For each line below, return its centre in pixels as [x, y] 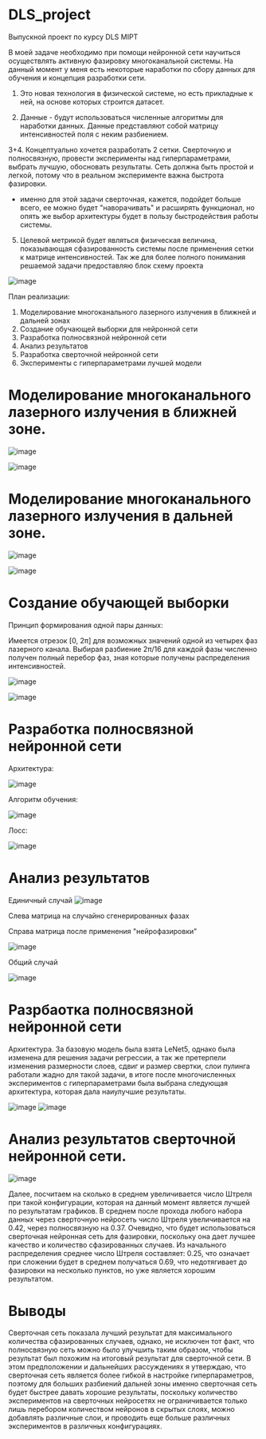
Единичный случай [41, 900]
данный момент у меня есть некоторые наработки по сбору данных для [132, 69]
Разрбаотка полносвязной [101, 1010]
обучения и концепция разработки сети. [77, 78]
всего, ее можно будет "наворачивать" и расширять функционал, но [137, 207]
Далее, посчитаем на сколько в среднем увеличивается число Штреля [130, 1194]
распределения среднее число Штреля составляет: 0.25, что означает [129, 1253]
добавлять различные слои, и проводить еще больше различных [119, 1418]
